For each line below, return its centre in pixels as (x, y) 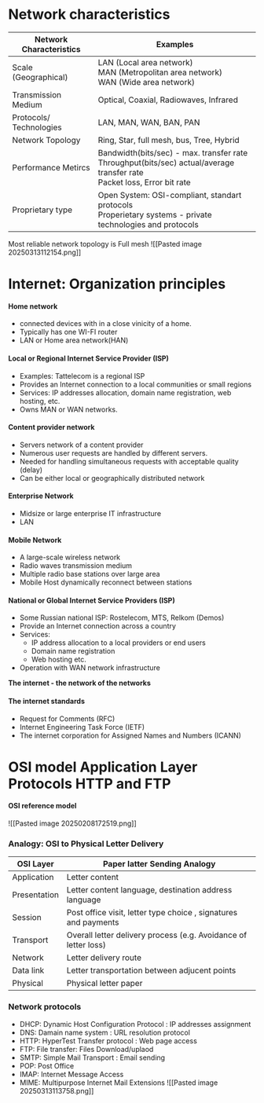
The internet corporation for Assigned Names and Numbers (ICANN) (130, 735)
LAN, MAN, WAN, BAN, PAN (149, 122)
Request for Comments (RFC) (67, 718)
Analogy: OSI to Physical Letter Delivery (86, 844)
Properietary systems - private (155, 214)
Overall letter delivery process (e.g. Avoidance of (157, 935)
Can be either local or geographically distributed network (112, 478)
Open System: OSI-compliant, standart (170, 195)
